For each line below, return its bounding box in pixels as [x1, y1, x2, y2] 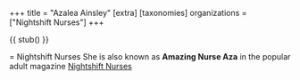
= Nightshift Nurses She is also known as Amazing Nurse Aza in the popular [9, 52, 291, 61]
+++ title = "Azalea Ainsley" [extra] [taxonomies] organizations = [9, 8, 247, 18]
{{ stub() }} [9, 35, 49, 44]
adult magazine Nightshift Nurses [9, 61, 132, 71]
